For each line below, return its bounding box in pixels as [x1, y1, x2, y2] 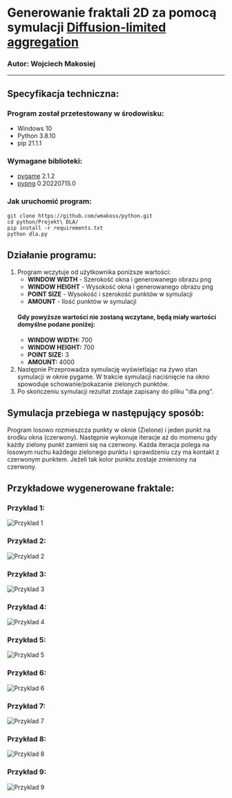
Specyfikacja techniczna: [7, 88, 119, 100]
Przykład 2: [7, 536, 46, 546]
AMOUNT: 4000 [27, 358, 75, 366]
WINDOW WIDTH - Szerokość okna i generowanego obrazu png [27, 275, 212, 283]
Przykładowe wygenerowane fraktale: [7, 482, 175, 494]
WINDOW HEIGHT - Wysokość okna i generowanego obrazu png [27, 282, 214, 291]
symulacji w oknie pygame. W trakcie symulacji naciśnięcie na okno [17, 372, 210, 381]
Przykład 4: [7, 602, 47, 612]
